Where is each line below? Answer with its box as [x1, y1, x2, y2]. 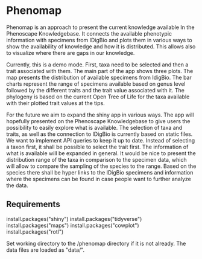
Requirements [6, 199, 60, 209]
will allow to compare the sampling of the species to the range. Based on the [6, 162, 197, 170]
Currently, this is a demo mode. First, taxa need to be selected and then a [6, 61, 189, 68]
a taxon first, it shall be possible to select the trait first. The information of [6, 143, 189, 150]
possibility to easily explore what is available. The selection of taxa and [6, 124, 183, 131]
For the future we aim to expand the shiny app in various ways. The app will [6, 111, 194, 118]
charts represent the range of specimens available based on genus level [6, 80, 186, 88]
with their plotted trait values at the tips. [6, 99, 106, 106]
